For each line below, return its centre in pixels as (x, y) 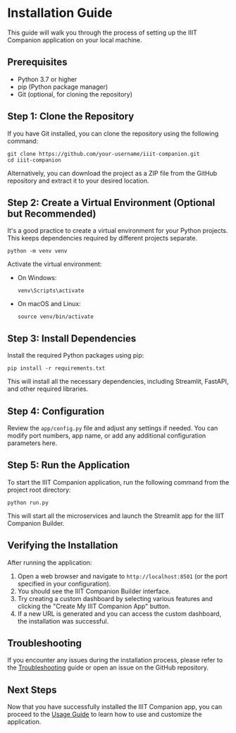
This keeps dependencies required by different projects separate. (103, 238)
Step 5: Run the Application (69, 465)
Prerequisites (37, 62)
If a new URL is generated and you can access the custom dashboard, (119, 613)
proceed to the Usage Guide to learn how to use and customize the (105, 715)
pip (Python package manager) (63, 87)
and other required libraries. (48, 389)
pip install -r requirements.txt (56, 368)
